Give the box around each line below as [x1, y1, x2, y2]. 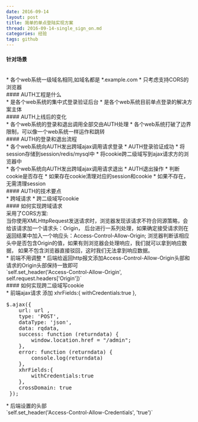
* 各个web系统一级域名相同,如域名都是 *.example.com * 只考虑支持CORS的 [6, 76, 189, 83]
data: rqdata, [18, 325, 60, 332]
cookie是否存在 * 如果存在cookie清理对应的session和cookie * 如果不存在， [6, 173, 189, 180]
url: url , [18, 307, 50, 314]
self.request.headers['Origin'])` [6, 275, 82, 282]
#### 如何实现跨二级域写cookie [6, 282, 84, 289]
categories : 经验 [6, 31, 47, 37]
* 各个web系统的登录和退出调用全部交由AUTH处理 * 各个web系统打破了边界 [6, 121, 191, 128]
